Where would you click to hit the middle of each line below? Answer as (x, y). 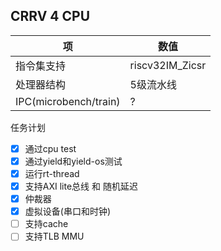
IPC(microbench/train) (68, 101)
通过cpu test (50, 148)
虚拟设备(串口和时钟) (67, 211)
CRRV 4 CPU (50, 16)
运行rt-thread (52, 173)
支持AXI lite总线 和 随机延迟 (81, 186)
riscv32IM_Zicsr (168, 65)
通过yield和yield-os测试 (73, 161)
